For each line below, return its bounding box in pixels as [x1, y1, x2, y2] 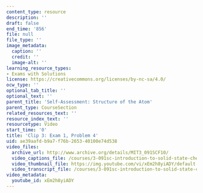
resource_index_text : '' [6, 116, 69, 122]
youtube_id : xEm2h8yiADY [11, 178, 74, 184]
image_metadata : [6, 43, 47, 49]
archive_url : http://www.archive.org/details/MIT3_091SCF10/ [11, 149, 169, 155]
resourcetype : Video [6, 122, 59, 128]
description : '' [6, 15, 47, 21]
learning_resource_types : [6, 65, 71, 71]
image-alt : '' [11, 59, 47, 65]
